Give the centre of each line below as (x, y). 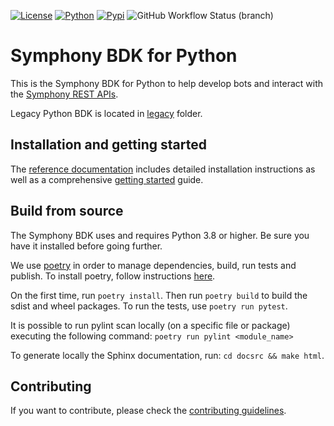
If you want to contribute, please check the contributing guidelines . (148, 411)
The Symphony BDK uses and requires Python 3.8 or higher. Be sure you (160, 235)
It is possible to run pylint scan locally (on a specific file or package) (150, 325)
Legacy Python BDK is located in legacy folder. (106, 113)
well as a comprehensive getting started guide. (107, 179)
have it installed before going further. (86, 246)
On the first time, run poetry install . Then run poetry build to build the (159, 295)
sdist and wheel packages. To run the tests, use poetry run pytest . (149, 306)
